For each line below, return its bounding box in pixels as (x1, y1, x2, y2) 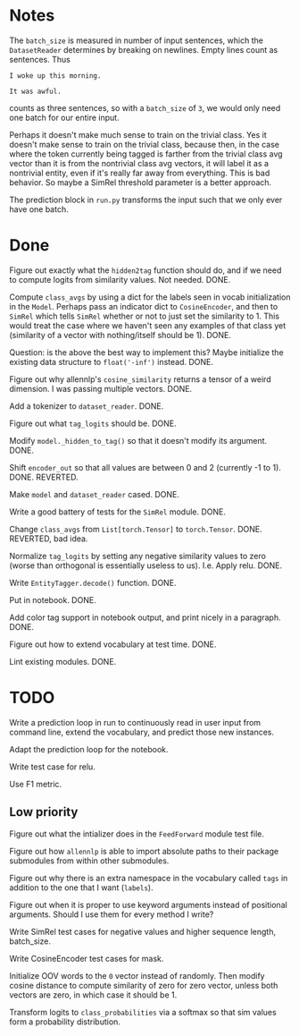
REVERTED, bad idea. (9, 533, 88, 544)
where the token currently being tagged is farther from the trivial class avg (9, 149, 283, 159)
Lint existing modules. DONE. (9, 656, 117, 667)
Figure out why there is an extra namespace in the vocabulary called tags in (9, 872, 288, 883)
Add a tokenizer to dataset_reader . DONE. (9, 400, 164, 412)
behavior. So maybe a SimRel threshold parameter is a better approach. (9, 176, 272, 188)
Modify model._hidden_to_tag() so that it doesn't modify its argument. (9, 435, 268, 446)
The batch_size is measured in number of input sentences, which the (9, 35, 263, 46)
